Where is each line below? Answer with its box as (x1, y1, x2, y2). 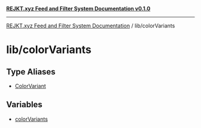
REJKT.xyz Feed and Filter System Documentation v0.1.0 (6, 5, 151, 12)
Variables (6, 99, 43, 110)
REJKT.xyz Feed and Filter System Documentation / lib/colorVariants (6, 22, 175, 29)
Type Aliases (6, 67, 56, 77)
